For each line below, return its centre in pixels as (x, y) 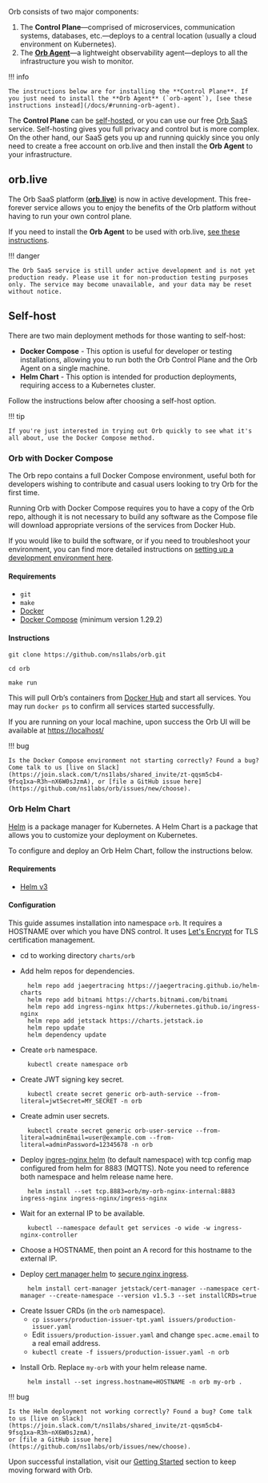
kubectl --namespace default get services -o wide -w (119, 1228)
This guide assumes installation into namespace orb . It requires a (115, 923)
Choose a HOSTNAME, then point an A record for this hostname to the (136, 1250)
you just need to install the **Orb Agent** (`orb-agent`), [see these (130, 99)
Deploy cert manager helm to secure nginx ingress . (104, 1274)
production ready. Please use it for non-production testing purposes (128, 277)
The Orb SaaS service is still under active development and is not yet (132, 270)
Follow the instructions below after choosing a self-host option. (112, 400)
